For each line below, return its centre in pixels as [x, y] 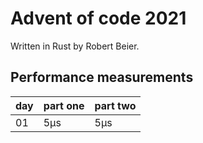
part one [64, 105]
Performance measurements [102, 77]
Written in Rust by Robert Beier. [75, 46]
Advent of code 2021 [98, 18]
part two [115, 105]
